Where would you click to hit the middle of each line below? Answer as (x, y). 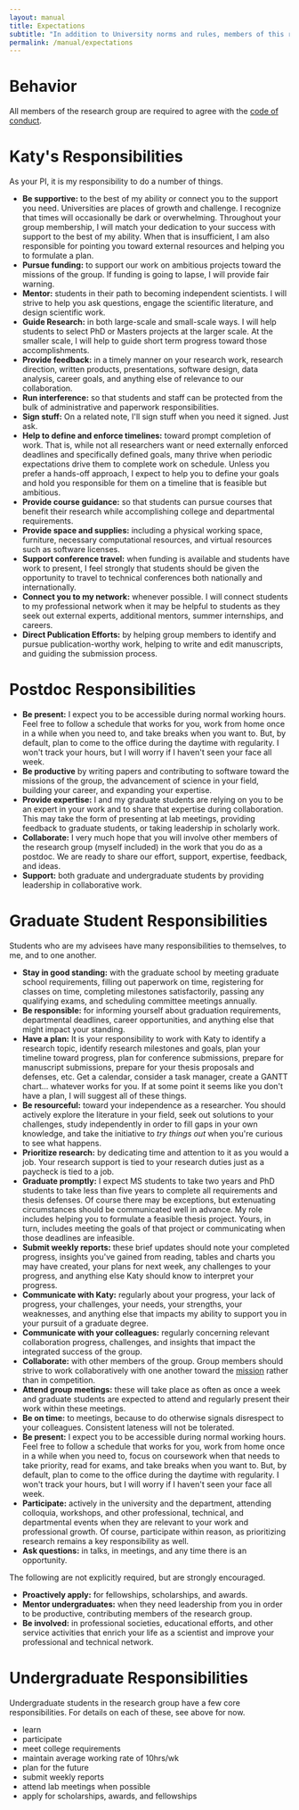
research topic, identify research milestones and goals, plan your (141, 1048)
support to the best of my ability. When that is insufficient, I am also (145, 236)
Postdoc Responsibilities (103, 690)
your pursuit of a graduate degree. (85, 1323)
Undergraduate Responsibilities (129, 1678)
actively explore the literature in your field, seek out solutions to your (148, 1115)
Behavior (43, 87)
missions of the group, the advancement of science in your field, (141, 781)
